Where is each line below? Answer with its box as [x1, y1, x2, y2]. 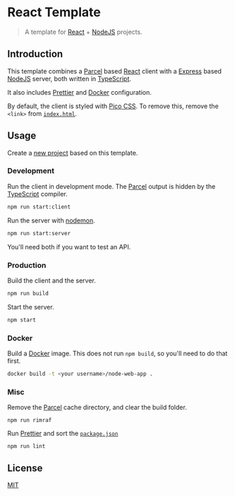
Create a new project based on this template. [7, 148, 138, 157]
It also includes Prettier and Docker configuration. [7, 88, 152, 96]
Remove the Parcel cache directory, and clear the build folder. [7, 403, 187, 412]
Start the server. [7, 302, 54, 311]
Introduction [7, 48, 64, 60]
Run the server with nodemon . [7, 216, 95, 225]
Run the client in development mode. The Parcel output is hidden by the [7, 182, 216, 191]
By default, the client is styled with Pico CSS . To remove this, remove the [7, 102, 219, 110]
